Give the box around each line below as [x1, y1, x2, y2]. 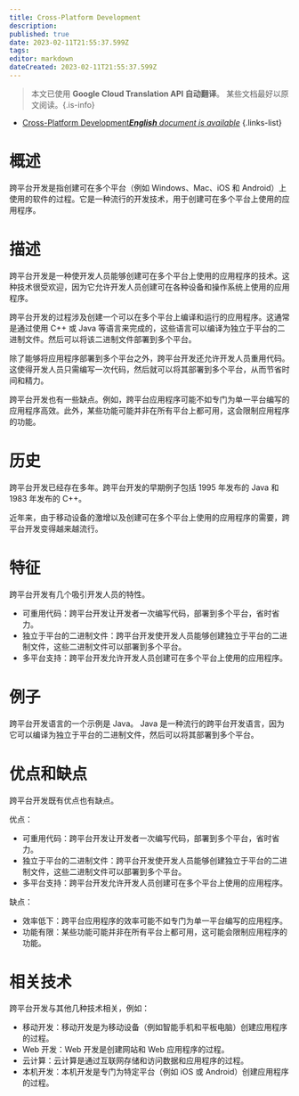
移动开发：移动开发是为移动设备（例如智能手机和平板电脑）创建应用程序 [21, 1022, 287, 1033]
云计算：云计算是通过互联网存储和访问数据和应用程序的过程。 [21, 1055, 249, 1066]
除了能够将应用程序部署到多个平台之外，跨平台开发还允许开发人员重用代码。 [9, 353, 290, 364]
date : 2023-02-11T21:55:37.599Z [9, 37, 129, 47]
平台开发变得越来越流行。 [9, 523, 103, 534]
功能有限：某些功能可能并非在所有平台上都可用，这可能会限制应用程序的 [21, 926, 287, 937]
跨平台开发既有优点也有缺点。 [9, 795, 118, 806]
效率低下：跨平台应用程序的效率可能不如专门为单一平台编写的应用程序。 [21, 915, 287, 926]
